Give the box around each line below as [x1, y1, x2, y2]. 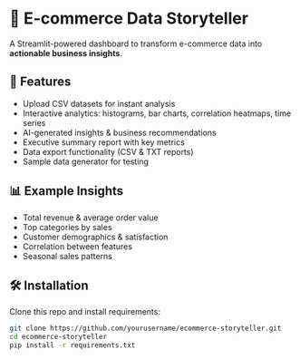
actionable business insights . [9, 47, 122, 58]
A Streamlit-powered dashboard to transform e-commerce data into [9, 38, 263, 49]
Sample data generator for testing [22, 156, 150, 167]
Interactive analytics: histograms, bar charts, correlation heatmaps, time [22, 108, 292, 119]
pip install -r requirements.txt [9, 341, 136, 350]
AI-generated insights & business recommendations [22, 127, 217, 138]
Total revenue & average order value [22, 212, 159, 223]
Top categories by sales [22, 221, 112, 232]
